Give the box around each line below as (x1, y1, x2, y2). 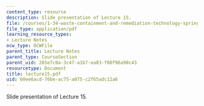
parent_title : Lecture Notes (6, 48, 80, 55)
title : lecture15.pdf (6, 71, 61, 77)
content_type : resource (6, 8, 67, 15)
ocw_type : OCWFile (6, 43, 53, 49)
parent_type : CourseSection (6, 54, 78, 60)
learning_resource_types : (6, 31, 72, 38)
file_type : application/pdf (6, 25, 78, 32)
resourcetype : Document (6, 65, 67, 71)
